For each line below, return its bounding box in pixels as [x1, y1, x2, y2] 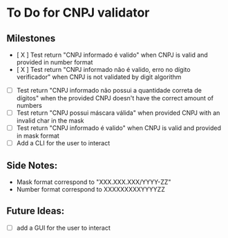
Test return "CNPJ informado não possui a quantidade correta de [16, 86, 202, 94]
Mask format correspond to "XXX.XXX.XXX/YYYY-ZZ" [16, 178, 171, 186]
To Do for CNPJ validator [6, 5, 150, 21]
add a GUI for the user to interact [16, 223, 111, 232]
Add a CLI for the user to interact [16, 139, 111, 147]
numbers [16, 102, 43, 110]
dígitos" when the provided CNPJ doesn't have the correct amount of [16, 94, 213, 102]
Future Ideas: [6, 205, 65, 217]
